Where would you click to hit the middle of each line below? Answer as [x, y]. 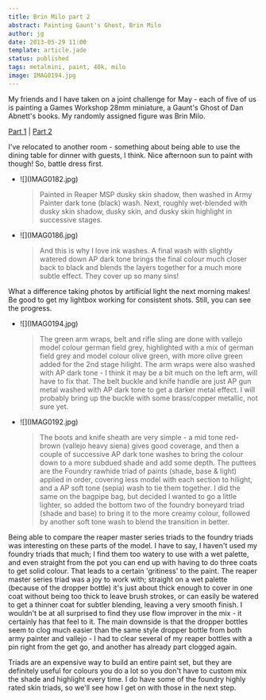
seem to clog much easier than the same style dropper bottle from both [125, 630]
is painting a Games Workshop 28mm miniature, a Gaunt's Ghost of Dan [126, 107]
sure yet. [54, 406]
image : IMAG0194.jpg [42, 75]
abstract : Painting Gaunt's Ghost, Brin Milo [85, 25]
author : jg [26, 33]
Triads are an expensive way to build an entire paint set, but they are [120, 662]
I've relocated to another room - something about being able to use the [124, 146]
